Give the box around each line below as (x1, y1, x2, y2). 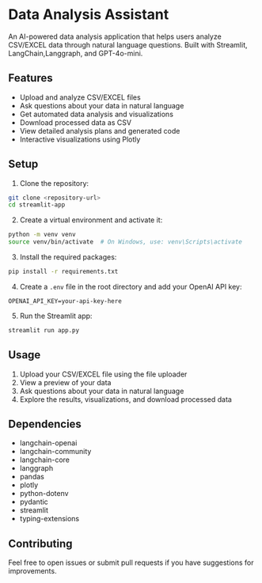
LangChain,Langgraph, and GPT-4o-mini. (8, 48, 143, 58)
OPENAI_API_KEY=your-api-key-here (8, 297, 123, 305)
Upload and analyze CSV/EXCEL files (19, 93, 141, 102)
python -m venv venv (8, 231, 77, 239)
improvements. (8, 566, 57, 576)
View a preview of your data (19, 377, 112, 387)
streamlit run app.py (8, 326, 80, 334)
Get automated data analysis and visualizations (19, 109, 174, 119)
